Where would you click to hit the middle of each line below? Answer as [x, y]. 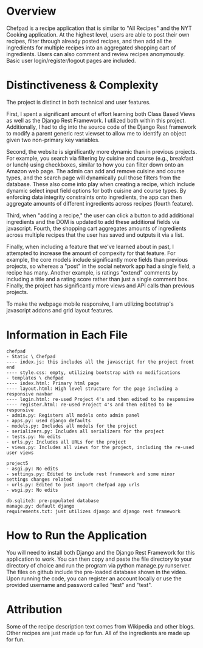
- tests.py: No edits [34, 437]
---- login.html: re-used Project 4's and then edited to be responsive [100, 399]
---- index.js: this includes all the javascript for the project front [100, 362]
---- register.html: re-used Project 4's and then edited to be [89, 405]
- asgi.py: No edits [33, 469]
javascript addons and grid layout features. [60, 310]
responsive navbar [29, 394]
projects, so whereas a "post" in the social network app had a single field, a [101, 266]
